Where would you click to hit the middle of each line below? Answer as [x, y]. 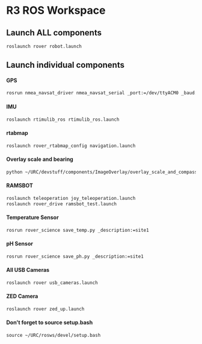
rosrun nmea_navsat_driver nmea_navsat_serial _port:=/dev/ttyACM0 [93, 93]
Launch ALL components [54, 33]
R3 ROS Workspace [56, 11]
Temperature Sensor [32, 217]
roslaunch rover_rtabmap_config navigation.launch [71, 146]
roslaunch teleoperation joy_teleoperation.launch [71, 198]
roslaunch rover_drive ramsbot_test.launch [62, 204]
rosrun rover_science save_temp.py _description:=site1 [78, 230]
